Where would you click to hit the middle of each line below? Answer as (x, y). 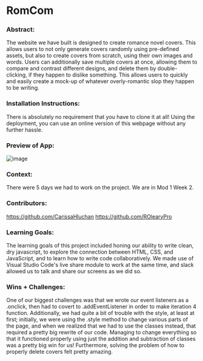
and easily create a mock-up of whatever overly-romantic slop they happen (100, 81)
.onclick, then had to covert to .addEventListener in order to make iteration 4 (101, 306)
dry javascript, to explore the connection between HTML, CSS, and (90, 252)
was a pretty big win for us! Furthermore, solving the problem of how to (95, 345)
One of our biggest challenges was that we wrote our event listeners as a (98, 300)
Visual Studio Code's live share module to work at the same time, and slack (100, 265)
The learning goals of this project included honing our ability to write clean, (100, 245)
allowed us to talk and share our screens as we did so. (74, 271)
